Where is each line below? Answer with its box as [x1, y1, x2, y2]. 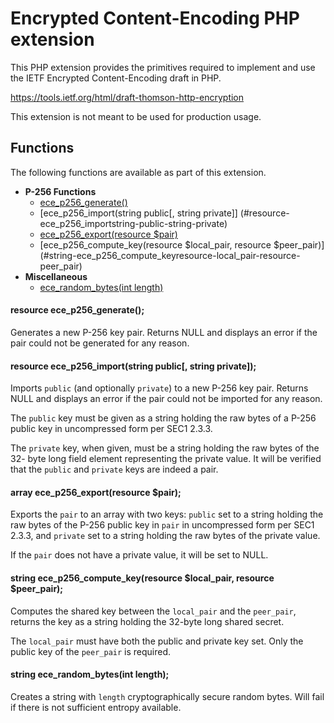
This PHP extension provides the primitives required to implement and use [10, 61, 316, 73]
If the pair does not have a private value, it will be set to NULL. [10, 549, 269, 561]
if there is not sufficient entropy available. [10, 701, 182, 713]
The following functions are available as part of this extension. [10, 166, 267, 178]
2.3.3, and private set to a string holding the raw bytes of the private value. [10, 530, 321, 542]
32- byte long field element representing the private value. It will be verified [10, 453, 322, 465]
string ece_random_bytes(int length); [10, 668, 170, 681]
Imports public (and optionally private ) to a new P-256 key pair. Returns [10, 382, 309, 394]
